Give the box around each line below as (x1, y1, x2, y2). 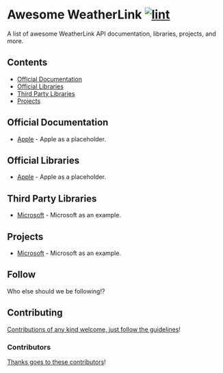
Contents (7, 57, 48, 69)
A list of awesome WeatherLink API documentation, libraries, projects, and (7, 29, 217, 38)
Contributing (7, 307, 63, 319)
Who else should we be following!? (7, 287, 105, 295)
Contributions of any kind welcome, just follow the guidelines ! (7, 325, 181, 333)
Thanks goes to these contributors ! (7, 357, 106, 366)
